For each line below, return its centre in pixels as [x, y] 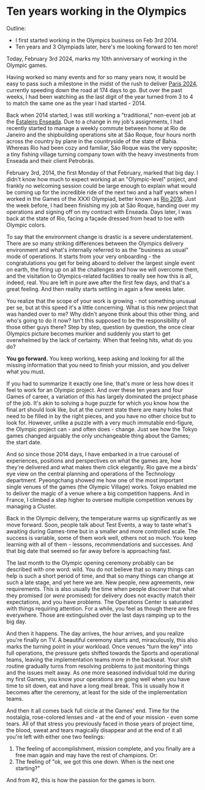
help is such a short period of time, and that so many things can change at [100, 576]
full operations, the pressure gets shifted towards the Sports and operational [102, 653]
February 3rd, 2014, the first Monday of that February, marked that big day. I [102, 173]
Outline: [16, 28]
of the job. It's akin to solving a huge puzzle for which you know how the [98, 403]
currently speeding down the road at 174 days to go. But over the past [94, 90]
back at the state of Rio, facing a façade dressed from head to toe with [95, 218]
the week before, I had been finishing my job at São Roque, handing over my [102, 205]
